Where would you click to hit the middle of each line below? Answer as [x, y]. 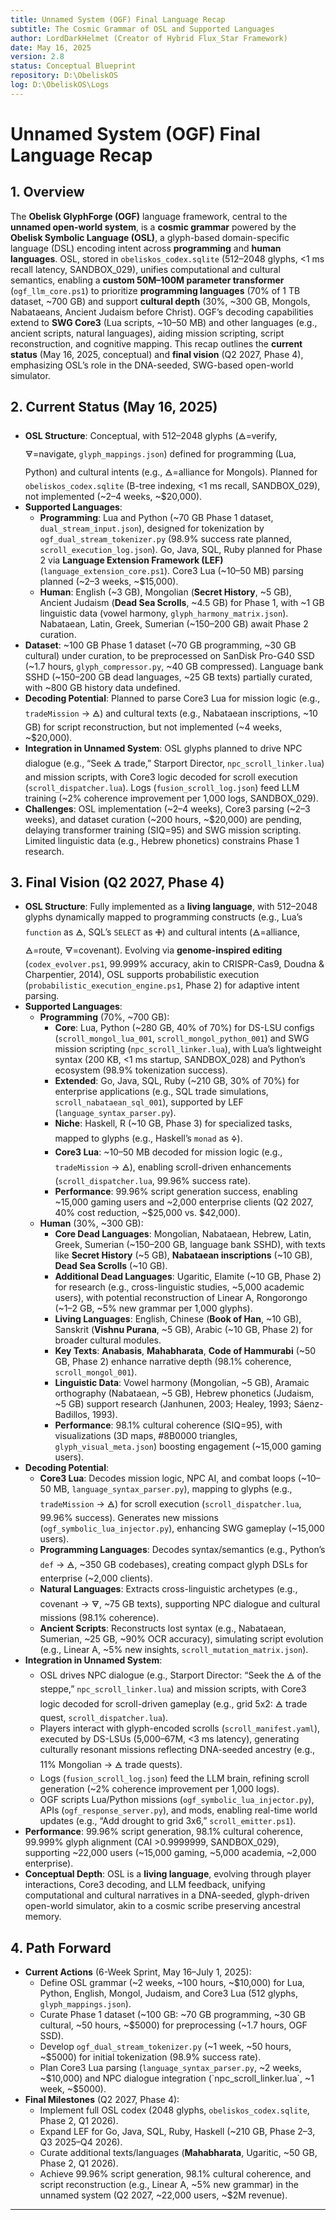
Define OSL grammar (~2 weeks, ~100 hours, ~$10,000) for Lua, [172, 1983]
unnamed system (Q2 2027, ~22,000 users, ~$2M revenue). [163, 2195]
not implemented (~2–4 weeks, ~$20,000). [113, 496]
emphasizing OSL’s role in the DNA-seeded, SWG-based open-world [152, 365]
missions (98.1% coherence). [99, 1618]
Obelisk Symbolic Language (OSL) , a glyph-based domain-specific [150, 237]
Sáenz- [308, 1404]
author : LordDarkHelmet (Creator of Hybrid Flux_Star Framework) [149, 38]
